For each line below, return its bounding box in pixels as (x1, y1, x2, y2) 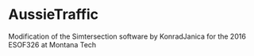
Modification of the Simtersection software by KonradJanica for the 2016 (8, 32, 246, 41)
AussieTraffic (8, 6, 99, 24)
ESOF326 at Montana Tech (8, 39, 97, 49)
